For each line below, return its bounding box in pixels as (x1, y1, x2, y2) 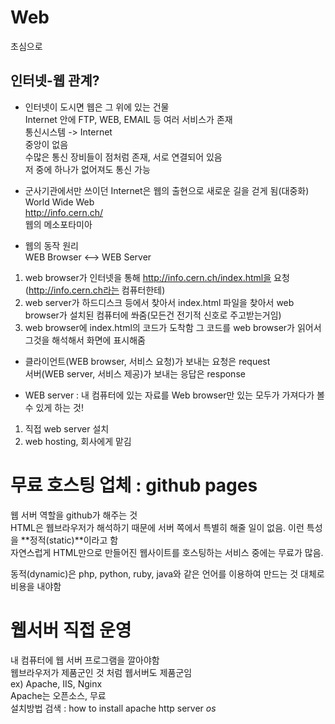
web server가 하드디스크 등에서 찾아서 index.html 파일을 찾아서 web (24, 296, 295, 308)
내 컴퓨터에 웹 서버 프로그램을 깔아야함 (10, 654, 160, 666)
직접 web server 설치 (24, 422, 110, 435)
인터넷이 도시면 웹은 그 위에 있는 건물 (24, 101, 170, 113)
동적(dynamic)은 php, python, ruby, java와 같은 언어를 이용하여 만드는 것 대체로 (10, 567, 325, 580)
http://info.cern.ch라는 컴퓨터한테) (28, 284, 166, 296)
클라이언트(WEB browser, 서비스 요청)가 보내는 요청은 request (24, 355, 271, 367)
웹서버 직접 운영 (10, 619, 132, 641)
